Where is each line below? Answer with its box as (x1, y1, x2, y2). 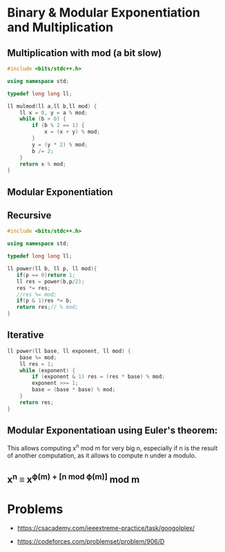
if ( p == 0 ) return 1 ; (16, 272, 76, 278)
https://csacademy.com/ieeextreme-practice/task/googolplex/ (17, 524, 195, 533)
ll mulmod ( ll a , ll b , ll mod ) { (7, 102, 97, 110)
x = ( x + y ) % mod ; (43, 129, 100, 135)
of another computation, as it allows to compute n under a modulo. (7, 451, 197, 460)
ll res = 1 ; (19, 361, 54, 368)
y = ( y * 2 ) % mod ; (32, 141, 88, 148)
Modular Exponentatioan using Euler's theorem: (7, 425, 218, 437)
